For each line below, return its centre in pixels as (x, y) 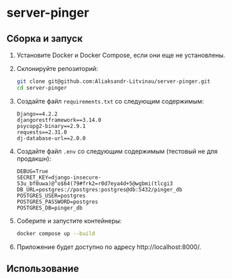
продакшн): (34, 159)
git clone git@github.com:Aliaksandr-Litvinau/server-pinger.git (113, 81)
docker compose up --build (56, 233)
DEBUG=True (32, 171)
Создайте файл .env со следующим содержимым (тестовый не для (117, 151)
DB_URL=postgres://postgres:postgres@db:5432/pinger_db (99, 189)
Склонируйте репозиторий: (57, 69)
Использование (43, 269)
